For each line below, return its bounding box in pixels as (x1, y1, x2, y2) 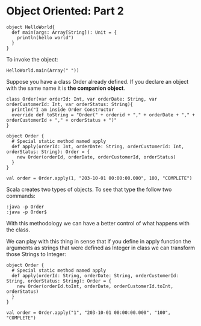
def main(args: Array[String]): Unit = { (11, 29, 117, 36)
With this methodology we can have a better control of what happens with (6, 219, 190, 227)
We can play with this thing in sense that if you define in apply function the (6, 237, 191, 245)
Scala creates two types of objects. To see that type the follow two (6, 186, 172, 193)
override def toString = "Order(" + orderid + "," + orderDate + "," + (11, 111, 196, 118)
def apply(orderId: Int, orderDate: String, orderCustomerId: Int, (11, 143, 185, 149)
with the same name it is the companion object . (6, 84, 125, 92)
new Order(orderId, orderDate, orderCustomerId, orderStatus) (17, 154, 176, 160)
